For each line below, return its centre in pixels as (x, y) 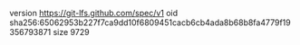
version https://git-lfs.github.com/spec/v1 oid (94, 13)
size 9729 (71, 32)
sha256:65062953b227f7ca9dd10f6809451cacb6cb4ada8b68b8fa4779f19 (150, 22)
